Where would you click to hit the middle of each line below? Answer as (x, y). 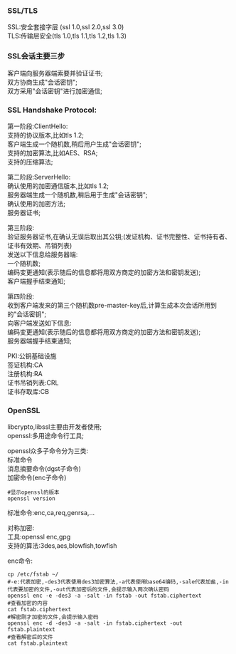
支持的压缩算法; (30, 162)
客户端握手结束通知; (37, 281)
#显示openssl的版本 (33, 493)
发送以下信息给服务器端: (43, 254)
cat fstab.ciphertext (39, 610)
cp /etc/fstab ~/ (33, 575)
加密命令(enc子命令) (37, 478)
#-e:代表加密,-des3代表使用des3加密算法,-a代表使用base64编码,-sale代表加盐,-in (118, 582)
